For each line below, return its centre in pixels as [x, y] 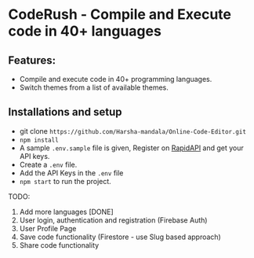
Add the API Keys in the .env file [71, 173]
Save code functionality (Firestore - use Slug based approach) [120, 237]
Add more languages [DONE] [66, 212]
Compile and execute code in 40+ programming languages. [116, 79]
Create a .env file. [48, 164]
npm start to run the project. [65, 181]
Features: [32, 60]
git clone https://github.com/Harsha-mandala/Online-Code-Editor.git [133, 131]
